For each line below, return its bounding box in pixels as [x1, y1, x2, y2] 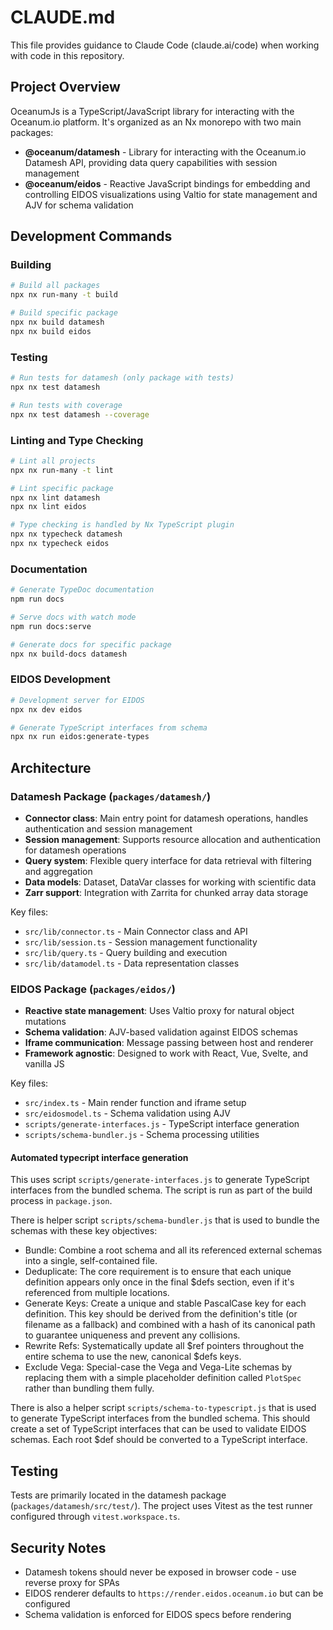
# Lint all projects [10, 456, 97, 466]
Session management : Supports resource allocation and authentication [24, 833, 322, 845]
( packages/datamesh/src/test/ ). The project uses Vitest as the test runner [10, 1500, 313, 1512]
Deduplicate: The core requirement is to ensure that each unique [24, 1266, 292, 1278]
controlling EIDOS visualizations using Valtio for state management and [24, 188, 318, 200]
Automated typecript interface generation [10, 1151, 189, 1163]
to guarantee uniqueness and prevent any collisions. [24, 1329, 241, 1341]
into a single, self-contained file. [24, 1255, 158, 1267]
